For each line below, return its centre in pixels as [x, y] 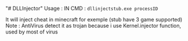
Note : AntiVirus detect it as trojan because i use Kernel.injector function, [93, 26]
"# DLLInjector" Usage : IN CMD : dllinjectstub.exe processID [82, 8]
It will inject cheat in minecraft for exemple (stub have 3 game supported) [94, 19]
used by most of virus [32, 32]
